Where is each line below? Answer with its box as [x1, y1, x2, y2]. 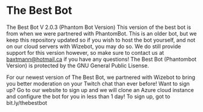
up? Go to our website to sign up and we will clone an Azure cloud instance [6, 86, 194, 93]
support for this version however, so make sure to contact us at [6, 49, 164, 56]
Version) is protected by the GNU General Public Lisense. [6, 61, 150, 69]
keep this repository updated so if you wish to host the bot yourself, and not [6, 36, 196, 43]
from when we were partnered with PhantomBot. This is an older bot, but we [6, 30, 197, 37]
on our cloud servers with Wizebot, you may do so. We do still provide [6, 43, 181, 50]
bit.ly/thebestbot [6, 99, 47, 106]
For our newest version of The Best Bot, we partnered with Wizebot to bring [6, 73, 196, 81]
